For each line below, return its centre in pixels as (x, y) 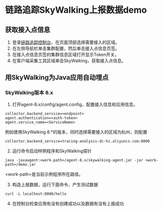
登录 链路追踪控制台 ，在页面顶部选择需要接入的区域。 (66, 42)
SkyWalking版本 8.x (29, 93)
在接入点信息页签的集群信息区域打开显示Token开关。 (65, 55)
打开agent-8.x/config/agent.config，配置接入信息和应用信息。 (75, 104)
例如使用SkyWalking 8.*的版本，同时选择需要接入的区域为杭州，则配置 (76, 132)
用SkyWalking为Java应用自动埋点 (57, 78)
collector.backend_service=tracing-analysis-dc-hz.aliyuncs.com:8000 (78, 141)
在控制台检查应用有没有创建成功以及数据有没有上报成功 (68, 203)
